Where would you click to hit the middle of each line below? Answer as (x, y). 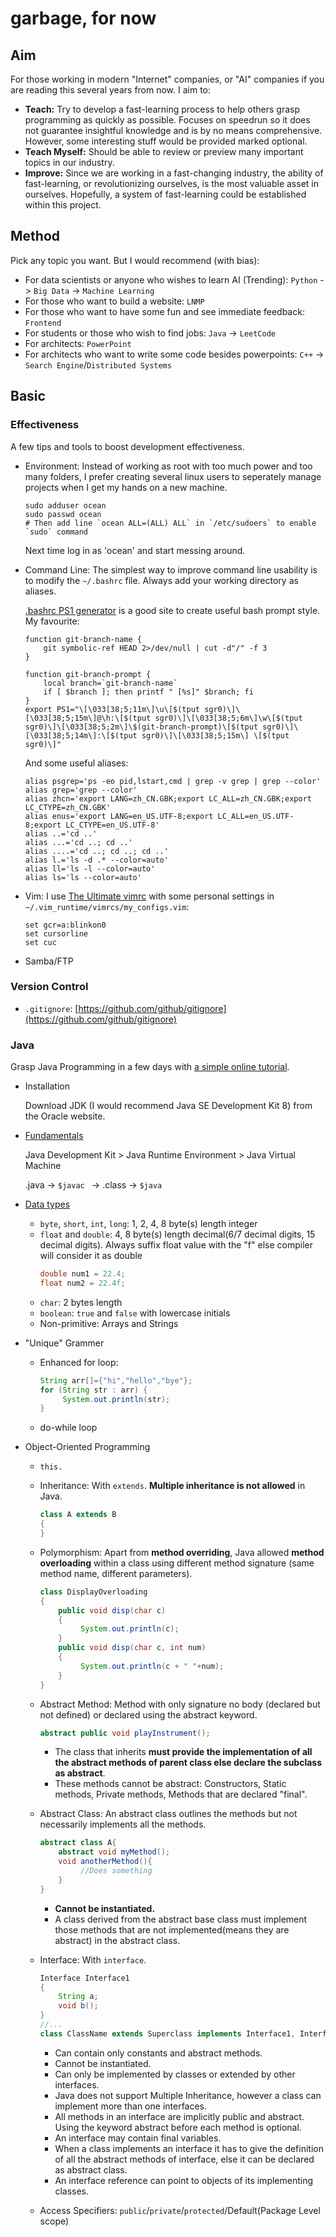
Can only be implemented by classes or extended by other (175, 2074)
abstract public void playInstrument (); (125, 1733)
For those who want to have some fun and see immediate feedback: (164, 311)
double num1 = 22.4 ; (82, 1274)
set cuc (40, 942)
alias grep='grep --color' (81, 790)
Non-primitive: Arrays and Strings (109, 1323)
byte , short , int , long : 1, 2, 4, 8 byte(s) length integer (148, 1224)
